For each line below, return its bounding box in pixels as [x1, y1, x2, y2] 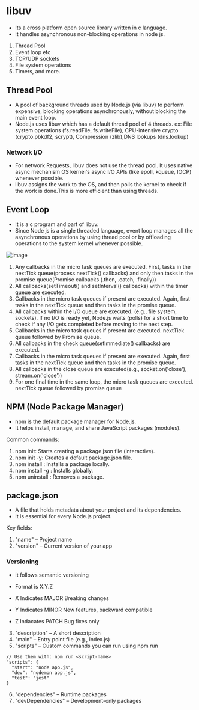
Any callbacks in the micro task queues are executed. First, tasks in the [14, 263, 191, 270]
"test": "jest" [11, 675, 50, 681]
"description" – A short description [14, 629, 101, 637]
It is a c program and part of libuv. [14, 221, 99, 228]
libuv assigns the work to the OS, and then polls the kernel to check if [14, 181, 187, 188]
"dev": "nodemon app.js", [11, 669, 77, 676]
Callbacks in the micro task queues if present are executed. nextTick [14, 326, 185, 334]
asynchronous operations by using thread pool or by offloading [14, 233, 171, 240]
